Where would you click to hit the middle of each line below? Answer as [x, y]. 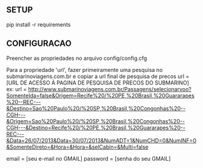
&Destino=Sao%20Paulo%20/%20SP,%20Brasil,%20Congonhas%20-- [96, 108]
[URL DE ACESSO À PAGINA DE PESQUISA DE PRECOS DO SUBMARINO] [98, 82]
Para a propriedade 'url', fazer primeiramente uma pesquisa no [85, 69]
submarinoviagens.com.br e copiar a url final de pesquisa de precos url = [98, 76]
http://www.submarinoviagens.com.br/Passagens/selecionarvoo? [110, 89]
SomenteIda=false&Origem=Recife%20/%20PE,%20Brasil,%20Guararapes [101, 95]
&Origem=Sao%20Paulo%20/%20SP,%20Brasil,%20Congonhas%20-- [96, 121]
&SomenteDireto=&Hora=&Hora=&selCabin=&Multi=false [77, 147]
